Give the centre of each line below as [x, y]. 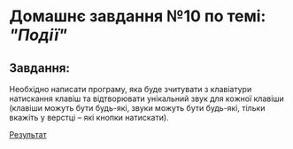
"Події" [39, 35]
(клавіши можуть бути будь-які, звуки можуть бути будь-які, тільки [137, 108]
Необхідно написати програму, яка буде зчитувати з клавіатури [131, 89]
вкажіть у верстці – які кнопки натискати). [89, 118]
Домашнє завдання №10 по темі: [138, 16]
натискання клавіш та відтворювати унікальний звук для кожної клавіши [147, 98]
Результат [28, 134]
